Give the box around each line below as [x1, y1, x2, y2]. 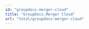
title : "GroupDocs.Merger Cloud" [5, 12, 75, 17]
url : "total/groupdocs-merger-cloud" [5, 16, 84, 21]
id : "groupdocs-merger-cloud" [5, 7, 69, 12]
